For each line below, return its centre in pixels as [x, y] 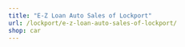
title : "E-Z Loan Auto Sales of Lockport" [80, 16]
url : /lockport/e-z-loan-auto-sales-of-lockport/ [93, 23]
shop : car [25, 30]
